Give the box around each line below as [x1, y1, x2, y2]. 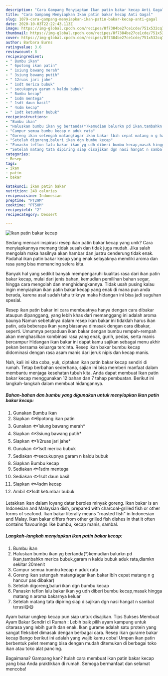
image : [5, 26, 19, 31]
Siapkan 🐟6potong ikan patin [12, 416, 75, 422]
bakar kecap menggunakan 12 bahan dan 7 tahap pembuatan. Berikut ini [5, 375, 155, 381]
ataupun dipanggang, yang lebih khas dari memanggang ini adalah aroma [5, 312, 157, 318]
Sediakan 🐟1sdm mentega [12, 466, 69, 472]
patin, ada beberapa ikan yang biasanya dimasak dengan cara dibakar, [5, 323, 151, 329]
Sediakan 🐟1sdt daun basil [12, 474, 69, 480]
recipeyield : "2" [5, 207, 42, 212]
